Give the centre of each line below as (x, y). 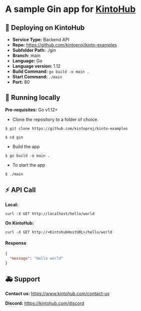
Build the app (26, 146)
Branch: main (26, 55)
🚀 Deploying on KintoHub (45, 28)
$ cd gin (14, 137)
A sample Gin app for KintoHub (70, 9)
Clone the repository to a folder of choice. (55, 119)
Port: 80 (21, 82)
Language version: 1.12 (36, 66)
